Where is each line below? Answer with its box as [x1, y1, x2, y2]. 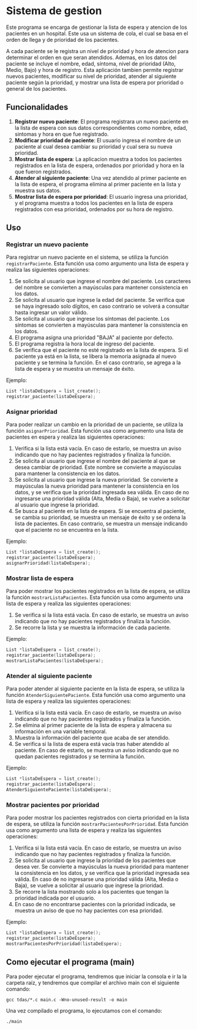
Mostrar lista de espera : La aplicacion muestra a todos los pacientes [14, 155, 182, 163]
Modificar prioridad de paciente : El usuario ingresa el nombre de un [14, 137, 181, 144]
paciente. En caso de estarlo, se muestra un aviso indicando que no [14, 747, 179, 754]
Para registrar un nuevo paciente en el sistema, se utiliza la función [6, 254, 169, 261]
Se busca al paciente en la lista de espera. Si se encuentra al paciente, [14, 508, 186, 515]
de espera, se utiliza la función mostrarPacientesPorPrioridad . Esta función [6, 821, 189, 828]
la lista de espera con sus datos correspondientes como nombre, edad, [14, 124, 188, 131]
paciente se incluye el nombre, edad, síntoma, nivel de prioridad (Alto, [6, 60, 176, 67]
